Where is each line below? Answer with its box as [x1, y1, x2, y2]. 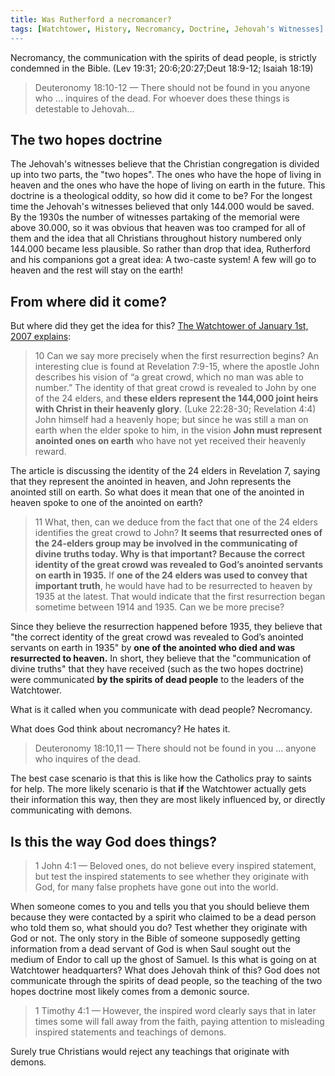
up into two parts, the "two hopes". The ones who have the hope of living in [10, 169, 322, 181]
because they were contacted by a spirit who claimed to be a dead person [10, 911, 317, 923]
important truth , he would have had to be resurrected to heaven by [34, 580, 313, 592]
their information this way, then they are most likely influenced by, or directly [10, 794, 326, 806]
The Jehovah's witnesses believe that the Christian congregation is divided [10, 158, 320, 170]
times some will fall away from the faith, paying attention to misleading [34, 1015, 325, 1027]
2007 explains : [10, 331, 72, 343]
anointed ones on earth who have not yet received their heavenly [34, 435, 307, 447]
